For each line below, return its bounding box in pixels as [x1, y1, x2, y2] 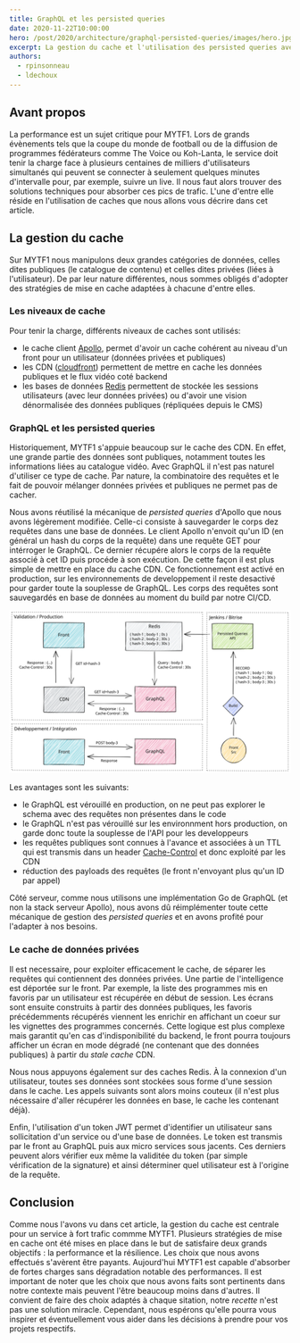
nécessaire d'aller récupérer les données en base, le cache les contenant [9, 1095, 279, 1105]
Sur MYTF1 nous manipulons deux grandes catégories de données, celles [9, 254, 280, 265]
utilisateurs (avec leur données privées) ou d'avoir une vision [21, 389, 247, 401]
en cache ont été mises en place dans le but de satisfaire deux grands [9, 1238, 268, 1248]
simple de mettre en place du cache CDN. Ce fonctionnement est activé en [9, 563, 285, 575]
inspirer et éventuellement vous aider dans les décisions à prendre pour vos [9, 1314, 288, 1324]
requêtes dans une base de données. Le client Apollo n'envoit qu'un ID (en [9, 526, 284, 537]
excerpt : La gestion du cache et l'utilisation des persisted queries [9, 43, 278, 52]
